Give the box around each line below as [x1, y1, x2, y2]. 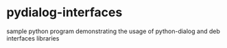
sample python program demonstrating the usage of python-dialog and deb [6, 27, 220, 35]
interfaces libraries [6, 34, 60, 42]
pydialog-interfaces [6, 5, 123, 20]
